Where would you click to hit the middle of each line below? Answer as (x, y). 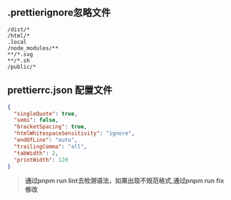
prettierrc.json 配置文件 (60, 90)
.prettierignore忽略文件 (59, 13)
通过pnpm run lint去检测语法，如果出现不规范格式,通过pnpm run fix (124, 181)
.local (17, 42)
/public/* (22, 67)
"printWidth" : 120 (41, 160)
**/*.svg (20, 54)
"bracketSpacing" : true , (50, 127)
